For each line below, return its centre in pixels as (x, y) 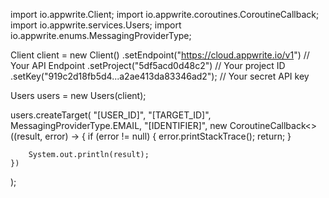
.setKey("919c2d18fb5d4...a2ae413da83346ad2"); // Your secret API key (160, 76)
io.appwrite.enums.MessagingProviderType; (101, 35)
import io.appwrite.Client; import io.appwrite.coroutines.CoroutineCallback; (165, 14)
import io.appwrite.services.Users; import (96, 25)
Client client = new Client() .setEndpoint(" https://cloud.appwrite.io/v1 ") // (160, 55)
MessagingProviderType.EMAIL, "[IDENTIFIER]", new (119, 125)
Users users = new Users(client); (78, 95)
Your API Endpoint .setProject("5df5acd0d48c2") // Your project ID (148, 65)
